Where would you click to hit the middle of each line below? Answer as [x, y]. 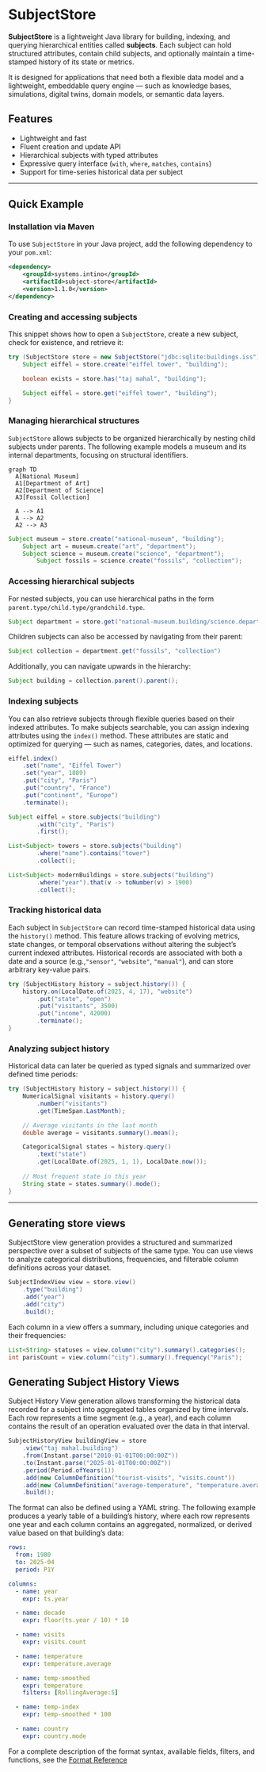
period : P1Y [35, 1569]
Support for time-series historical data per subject [101, 171]
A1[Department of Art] [53, 483]
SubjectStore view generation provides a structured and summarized [121, 1242]
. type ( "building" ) [53, 1290]
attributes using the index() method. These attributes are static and [118, 735]
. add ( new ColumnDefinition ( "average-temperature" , [108, 1485]
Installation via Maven [51, 227]
